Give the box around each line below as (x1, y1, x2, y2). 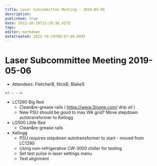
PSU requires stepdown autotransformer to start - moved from (19, 135, 144, 141)
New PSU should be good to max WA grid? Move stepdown (19, 109, 138, 115)
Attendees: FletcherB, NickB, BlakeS (12, 81, 85, 87)
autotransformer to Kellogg (19, 114, 74, 120)
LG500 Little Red (12, 120, 46, 125)
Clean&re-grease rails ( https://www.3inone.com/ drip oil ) (19, 104, 136, 110)
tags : (5, 25, 16, 30)
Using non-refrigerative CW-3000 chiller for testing (19, 145, 122, 151)
